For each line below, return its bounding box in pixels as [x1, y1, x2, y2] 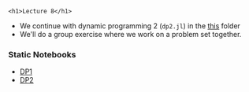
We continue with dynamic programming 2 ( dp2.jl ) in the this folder [19, 21, 240, 31]
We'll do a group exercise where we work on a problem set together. [19, 30, 242, 39]
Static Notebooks [8, 49, 76, 60]
